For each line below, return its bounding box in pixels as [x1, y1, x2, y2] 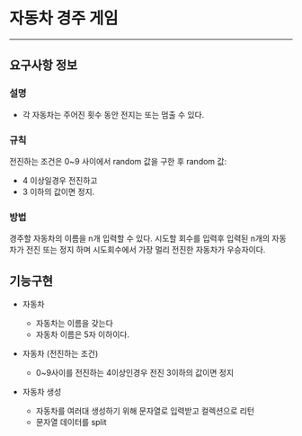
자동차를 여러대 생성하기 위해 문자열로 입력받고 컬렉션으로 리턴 [35, 405, 254, 416]
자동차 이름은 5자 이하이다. [35, 329, 130, 340]
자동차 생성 [22, 387, 62, 397]
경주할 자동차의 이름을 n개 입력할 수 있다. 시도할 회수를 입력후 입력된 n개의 [9, 233, 271, 244]
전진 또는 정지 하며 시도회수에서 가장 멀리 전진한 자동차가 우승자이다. [25, 245, 266, 255]
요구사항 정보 [9, 58, 78, 73]
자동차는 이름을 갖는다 [35, 318, 114, 329]
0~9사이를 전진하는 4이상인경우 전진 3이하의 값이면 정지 [35, 368, 235, 378]
